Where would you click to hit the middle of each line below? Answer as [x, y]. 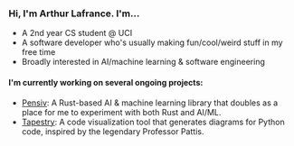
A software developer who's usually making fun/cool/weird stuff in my [152, 42]
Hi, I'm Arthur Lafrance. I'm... [74, 14]
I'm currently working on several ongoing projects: [106, 82]
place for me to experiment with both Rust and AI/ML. [121, 112]
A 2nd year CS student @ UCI [77, 33]
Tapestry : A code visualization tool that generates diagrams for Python [153, 122]
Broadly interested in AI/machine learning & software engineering [143, 62]
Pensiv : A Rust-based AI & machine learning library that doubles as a [150, 103]
